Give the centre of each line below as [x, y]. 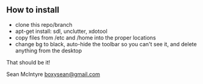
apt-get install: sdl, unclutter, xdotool [61, 31]
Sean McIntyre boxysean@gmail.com [53, 74]
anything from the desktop [48, 51]
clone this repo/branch [44, 24]
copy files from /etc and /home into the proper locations [86, 37]
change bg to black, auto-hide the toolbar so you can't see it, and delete [106, 44]
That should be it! [28, 62]
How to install [33, 10]
